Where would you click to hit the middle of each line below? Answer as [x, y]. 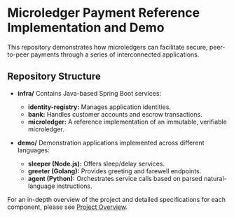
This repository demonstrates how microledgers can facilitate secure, [108, 47]
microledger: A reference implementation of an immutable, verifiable [128, 122]
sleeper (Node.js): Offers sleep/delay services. [96, 163]
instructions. [74, 186]
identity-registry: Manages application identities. [99, 107]
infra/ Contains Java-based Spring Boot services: [89, 93]
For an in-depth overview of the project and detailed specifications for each [117, 199]
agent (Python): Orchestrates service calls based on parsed [115, 178]
